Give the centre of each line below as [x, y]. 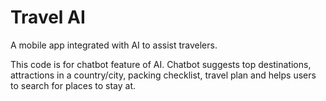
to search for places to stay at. [73, 85]
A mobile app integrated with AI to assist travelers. [114, 45]
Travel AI [48, 17]
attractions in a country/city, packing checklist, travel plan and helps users [163, 75]
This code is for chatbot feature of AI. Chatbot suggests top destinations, [161, 64]
